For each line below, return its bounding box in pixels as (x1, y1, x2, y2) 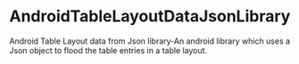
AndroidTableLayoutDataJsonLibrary (9, 6, 291, 27)
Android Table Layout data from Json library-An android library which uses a (9, 36, 291, 46)
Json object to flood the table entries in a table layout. (9, 44, 208, 55)
